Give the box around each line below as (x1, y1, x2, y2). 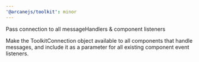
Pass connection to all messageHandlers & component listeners (5, 25, 166, 33)
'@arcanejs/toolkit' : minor (5, 8, 77, 15)
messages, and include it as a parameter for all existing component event (5, 43, 189, 51)
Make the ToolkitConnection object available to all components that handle (5, 37, 193, 44)
